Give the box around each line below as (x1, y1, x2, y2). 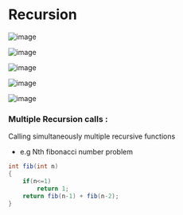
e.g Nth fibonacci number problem (19, 147, 134, 157)
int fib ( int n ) (8, 162, 59, 170)
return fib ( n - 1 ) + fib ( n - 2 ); (22, 192, 119, 200)
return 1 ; (37, 185, 69, 193)
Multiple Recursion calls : (8, 113, 108, 124)
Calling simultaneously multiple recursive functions (8, 131, 176, 141)
